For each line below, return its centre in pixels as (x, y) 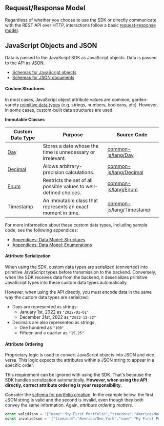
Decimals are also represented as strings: (54, 323)
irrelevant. (55, 158)
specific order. (20, 365)
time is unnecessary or (69, 152)
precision (54, 172)
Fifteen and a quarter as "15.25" (52, 333)
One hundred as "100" (42, 327)
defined (52, 192)
